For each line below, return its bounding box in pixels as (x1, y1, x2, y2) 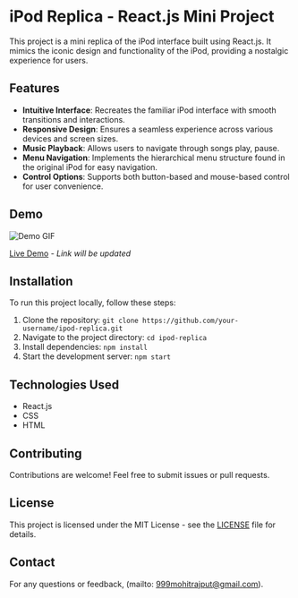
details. (9, 528, 37, 539)
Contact (9, 555, 55, 570)
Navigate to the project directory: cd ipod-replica (21, 332, 208, 343)
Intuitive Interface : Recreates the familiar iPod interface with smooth (21, 105, 277, 115)
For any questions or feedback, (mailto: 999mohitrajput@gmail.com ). (9, 578, 264, 589)
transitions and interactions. (21, 114, 125, 124)
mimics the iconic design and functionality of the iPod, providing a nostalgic (9, 45, 289, 56)
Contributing (9, 446, 82, 461)
